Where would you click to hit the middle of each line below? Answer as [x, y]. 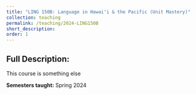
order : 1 [17, 34]
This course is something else [44, 73]
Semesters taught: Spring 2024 [46, 85]
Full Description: [38, 59]
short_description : [31, 29]
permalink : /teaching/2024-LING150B [52, 23]
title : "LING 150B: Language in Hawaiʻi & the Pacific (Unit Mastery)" [98, 12]
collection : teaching [34, 18]
